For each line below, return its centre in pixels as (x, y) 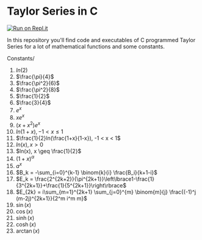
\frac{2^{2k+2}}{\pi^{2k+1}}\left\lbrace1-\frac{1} (95, 179)
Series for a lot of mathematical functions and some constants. (86, 46)
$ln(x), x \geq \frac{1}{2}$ (49, 151)
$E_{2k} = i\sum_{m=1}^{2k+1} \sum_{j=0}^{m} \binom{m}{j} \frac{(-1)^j (106, 192)
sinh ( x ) (25, 218)
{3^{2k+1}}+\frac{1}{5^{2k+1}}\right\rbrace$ (71, 186)
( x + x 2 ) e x (28, 125)
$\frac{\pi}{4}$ (35, 76)
